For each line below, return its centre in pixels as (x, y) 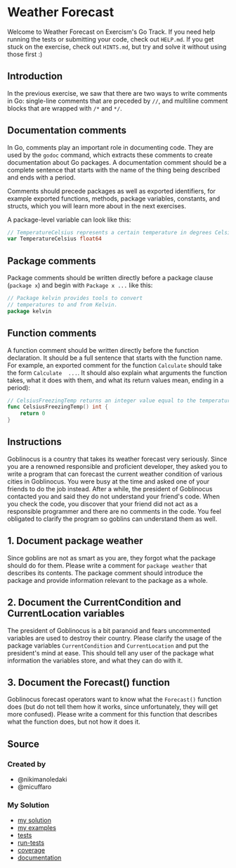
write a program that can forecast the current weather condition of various (115, 474)
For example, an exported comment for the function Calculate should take (115, 365)
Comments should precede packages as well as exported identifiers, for (112, 191)
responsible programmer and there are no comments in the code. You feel (114, 511)
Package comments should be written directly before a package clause (110, 278)
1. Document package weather (75, 541)
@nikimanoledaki (42, 779)
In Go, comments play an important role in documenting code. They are (111, 147)
